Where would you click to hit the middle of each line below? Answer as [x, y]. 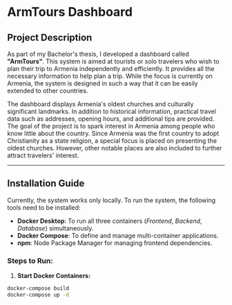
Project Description [50, 38]
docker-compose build [38, 288]
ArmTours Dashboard [70, 12]
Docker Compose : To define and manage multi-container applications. [118, 235]
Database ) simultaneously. [55, 228]
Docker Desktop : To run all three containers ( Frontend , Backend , [109, 221]
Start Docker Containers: [54, 276]
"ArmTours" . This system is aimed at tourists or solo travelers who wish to [113, 61]
